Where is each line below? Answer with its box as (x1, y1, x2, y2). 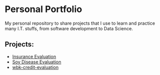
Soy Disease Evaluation (12, 59, 61, 65)
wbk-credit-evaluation (12, 64, 59, 70)
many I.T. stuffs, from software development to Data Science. (5, 25, 133, 31)
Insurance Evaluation (12, 53, 56, 59)
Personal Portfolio (5, 4, 82, 15)
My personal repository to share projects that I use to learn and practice (5, 20, 155, 26)
